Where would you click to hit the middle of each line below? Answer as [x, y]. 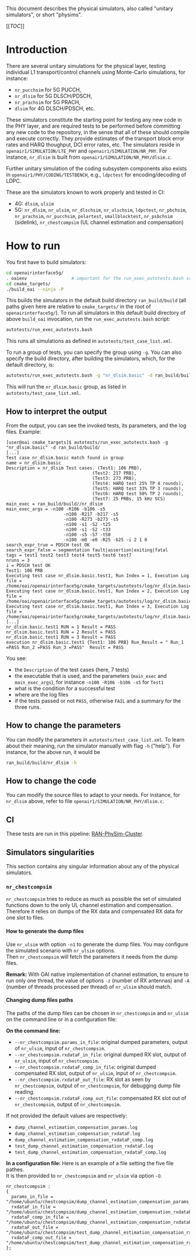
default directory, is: [30, 365]
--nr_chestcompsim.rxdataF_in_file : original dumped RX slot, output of [100, 1054]
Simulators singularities [50, 852]
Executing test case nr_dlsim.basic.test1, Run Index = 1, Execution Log [98, 576]
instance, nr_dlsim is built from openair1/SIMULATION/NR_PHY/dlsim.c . [89, 157]
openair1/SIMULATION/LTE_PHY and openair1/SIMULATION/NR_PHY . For [87, 151]
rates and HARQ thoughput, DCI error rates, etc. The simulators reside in [93, 144]
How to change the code [51, 781]
